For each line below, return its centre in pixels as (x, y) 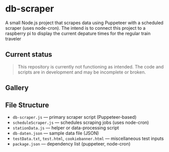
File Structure (27, 105)
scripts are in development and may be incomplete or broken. (82, 72)
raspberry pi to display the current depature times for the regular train (78, 33)
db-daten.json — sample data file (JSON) (56, 133)
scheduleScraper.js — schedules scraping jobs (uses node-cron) (81, 122)
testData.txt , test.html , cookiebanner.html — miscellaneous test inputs (88, 138)
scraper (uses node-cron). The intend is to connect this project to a (75, 28)
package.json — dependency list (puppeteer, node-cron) (71, 143)
